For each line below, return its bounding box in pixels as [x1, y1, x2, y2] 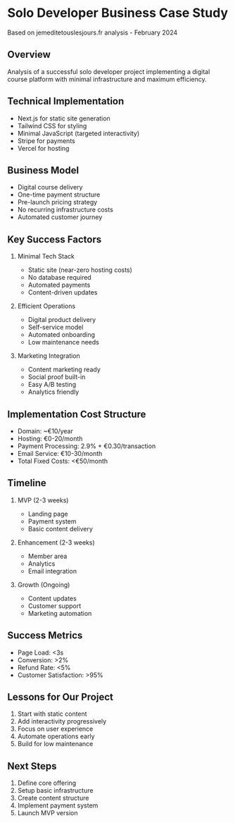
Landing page [27, 509, 68, 518]
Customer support [27, 601, 82, 610]
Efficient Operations [17, 302, 76, 311]
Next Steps [7, 760, 57, 772]
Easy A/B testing [27, 380, 76, 389]
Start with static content [17, 710, 87, 718]
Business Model [7, 164, 80, 176]
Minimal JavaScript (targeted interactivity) [17, 129, 140, 137]
